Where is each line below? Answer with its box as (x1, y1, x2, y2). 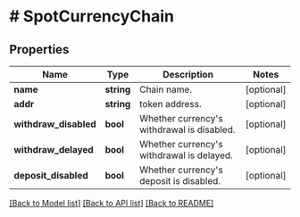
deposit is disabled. (139, 175, 221, 187)
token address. (139, 98, 203, 110)
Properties (9, 42, 70, 57)
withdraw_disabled (13, 118, 96, 130)
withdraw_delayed (13, 144, 94, 155)
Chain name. (139, 83, 193, 96)
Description (162, 69, 214, 80)
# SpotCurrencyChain (9, 6, 175, 27)
